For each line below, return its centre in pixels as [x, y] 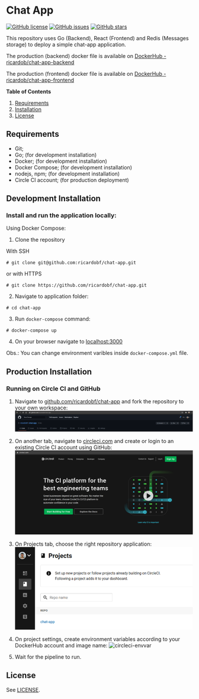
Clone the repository [40, 240]
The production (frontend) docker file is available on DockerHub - [86, 73]
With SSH [18, 251]
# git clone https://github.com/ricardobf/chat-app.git [76, 286]
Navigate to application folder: [52, 296]
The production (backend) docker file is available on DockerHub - [86, 56]
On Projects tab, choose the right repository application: [83, 544]
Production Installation [49, 372]
